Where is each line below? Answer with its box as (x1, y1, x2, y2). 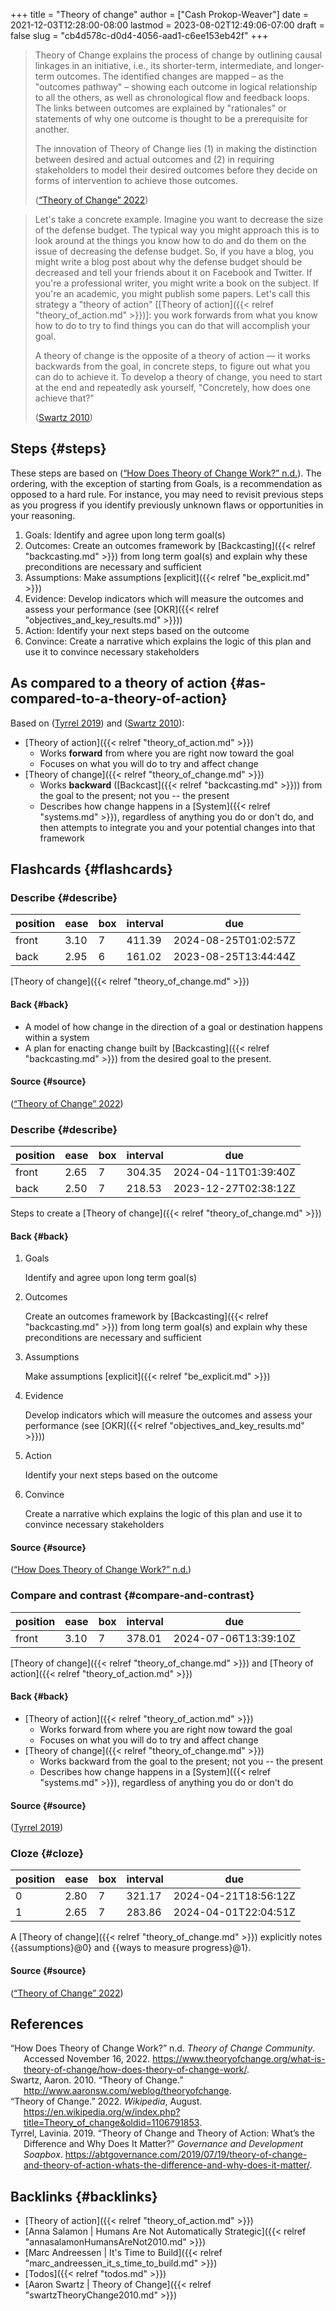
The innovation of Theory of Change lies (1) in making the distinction (34, 143, 317, 154)
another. (34, 124, 70, 135)
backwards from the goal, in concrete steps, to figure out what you (34, 360, 311, 372)
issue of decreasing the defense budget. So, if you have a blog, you (34, 245, 315, 257)
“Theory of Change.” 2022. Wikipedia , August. (10, 2095, 203, 2108)
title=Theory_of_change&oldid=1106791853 (23, 2117, 200, 2129)
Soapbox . (23, 2149, 63, 2161)
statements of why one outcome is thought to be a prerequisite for (34, 113, 309, 124)
